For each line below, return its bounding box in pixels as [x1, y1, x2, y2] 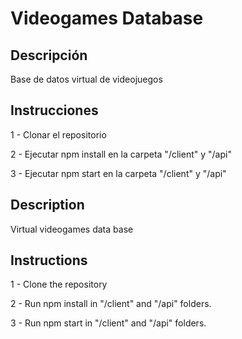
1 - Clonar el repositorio [10, 128, 107, 141]
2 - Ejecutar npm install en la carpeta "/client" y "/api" [10, 148, 232, 160]
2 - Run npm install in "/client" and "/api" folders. [10, 298, 212, 310]
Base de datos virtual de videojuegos [10, 73, 163, 85]
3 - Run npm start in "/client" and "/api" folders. [10, 317, 207, 329]
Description [10, 197, 85, 214]
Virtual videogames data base [10, 223, 134, 235]
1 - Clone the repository [10, 278, 108, 291]
